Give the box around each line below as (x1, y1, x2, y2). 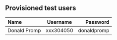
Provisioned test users (5, 4, 76, 12)
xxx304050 (45, 27, 73, 34)
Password (85, 18, 110, 25)
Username (47, 18, 72, 25)
